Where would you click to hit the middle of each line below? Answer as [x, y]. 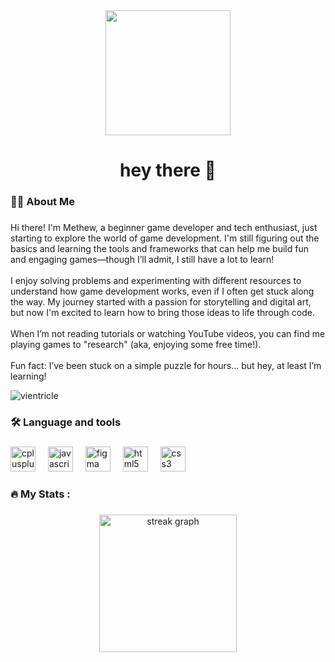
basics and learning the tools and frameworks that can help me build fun [159, 249]
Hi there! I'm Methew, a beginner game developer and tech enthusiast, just [164, 228]
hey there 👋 [168, 170]
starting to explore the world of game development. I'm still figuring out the [165, 238]
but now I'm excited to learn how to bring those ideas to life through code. [162, 313]
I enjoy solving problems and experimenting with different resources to [156, 281]
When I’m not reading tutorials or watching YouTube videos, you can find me [168, 334]
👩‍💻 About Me [42, 202]
